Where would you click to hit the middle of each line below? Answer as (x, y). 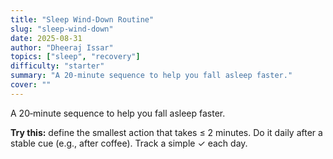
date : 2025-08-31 (46, 38)
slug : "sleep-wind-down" (62, 29)
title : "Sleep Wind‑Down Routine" (82, 19)
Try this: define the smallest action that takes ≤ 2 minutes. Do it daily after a (166, 132)
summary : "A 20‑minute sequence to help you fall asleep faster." (151, 76)
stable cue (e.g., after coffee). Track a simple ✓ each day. (129, 143)
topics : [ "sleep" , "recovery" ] (75, 57)
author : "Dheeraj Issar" (62, 47)
